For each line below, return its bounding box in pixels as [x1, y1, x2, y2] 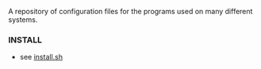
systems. [8, 15, 38, 24]
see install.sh [19, 53, 63, 62]
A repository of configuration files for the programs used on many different [8, 7, 253, 16]
